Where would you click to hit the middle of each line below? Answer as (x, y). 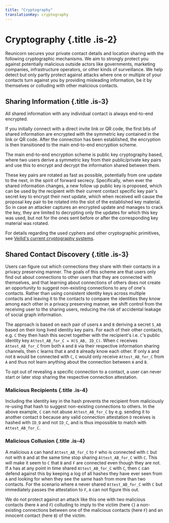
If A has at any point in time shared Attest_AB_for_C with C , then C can (77, 468)
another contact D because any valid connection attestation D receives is (80, 417)
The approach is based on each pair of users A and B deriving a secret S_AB (83, 325)
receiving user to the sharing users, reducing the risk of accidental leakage (83, 309)
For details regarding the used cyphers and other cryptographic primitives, (83, 233)
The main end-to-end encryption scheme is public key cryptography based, (84, 155)
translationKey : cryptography (37, 15)
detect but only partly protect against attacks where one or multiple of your (83, 75)
